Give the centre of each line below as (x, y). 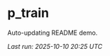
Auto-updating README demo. (53, 33)
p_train (28, 13)
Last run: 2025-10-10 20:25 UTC (55, 46)
